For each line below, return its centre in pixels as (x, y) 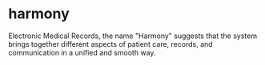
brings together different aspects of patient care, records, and (111, 44)
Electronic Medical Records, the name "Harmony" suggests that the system (133, 36)
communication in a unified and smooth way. (82, 52)
